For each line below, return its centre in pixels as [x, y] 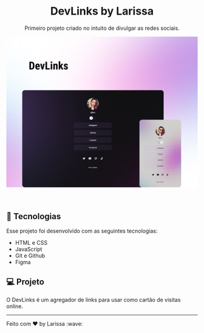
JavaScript [29, 249]
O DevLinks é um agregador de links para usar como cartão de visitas [93, 300]
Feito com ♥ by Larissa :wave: [45, 323]
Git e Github [30, 255]
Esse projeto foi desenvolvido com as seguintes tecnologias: [82, 231]
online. [15, 306]
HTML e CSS [31, 242]
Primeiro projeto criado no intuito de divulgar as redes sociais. [102, 28]
